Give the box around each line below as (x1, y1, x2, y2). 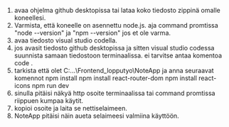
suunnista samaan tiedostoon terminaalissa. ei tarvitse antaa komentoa (14, 51, 223, 60)
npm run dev (31, 82, 70, 89)
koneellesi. (14, 13, 46, 22)
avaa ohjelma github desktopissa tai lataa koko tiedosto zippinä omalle (14, 6, 220, 14)
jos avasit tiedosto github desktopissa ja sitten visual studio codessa (14, 44, 215, 52)
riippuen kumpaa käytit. (14, 96, 84, 105)
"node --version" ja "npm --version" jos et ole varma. (14, 28, 171, 37)
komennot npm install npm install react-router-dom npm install (14, 74, 198, 82)
